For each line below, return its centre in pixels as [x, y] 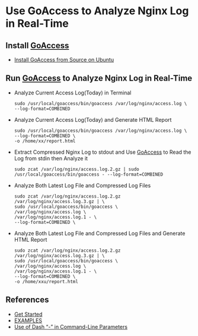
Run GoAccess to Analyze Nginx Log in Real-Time [99, 78]
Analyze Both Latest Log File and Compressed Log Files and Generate [100, 233]
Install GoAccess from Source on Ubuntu [64, 60]
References [27, 300]
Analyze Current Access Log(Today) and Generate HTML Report [93, 119]
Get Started [28, 314]
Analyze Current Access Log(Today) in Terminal [73, 93]
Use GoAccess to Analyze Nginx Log [97, 11]
